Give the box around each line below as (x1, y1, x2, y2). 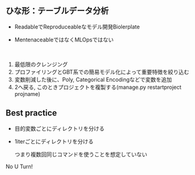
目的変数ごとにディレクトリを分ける (14, 125, 105, 132)
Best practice (5, 108, 58, 118)
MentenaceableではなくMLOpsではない (14, 36, 114, 43)
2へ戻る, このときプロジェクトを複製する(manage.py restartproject (14, 83, 182, 91)
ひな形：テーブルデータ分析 (5, 5, 109, 16)
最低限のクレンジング (14, 60, 68, 68)
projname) (14, 90, 41, 97)
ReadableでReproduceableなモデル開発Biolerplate (14, 23, 140, 30)
